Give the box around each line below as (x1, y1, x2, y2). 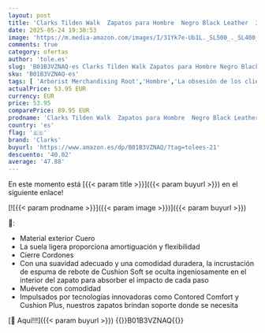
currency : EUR (8, 92, 55, 100)
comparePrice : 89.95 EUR (8, 107, 90, 115)
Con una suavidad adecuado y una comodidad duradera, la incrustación (19, 259, 255, 268)
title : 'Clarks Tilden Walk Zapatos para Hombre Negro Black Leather (8, 19, 248, 27)
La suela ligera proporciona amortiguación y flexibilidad (19, 242, 200, 252)
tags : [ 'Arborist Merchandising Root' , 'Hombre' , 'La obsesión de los (8, 77, 242, 85)
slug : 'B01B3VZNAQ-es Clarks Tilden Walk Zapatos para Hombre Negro (8, 63, 238, 71)
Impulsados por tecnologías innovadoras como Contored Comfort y (19, 292, 239, 302)
